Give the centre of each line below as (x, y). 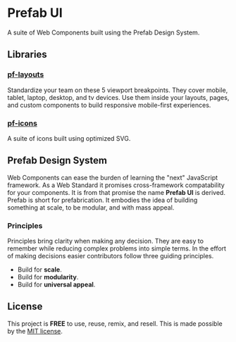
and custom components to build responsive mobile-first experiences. (109, 105)
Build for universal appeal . (56, 285)
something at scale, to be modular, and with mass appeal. (91, 207)
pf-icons (22, 123)
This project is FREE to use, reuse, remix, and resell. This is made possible (115, 323)
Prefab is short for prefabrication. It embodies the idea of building (103, 200)
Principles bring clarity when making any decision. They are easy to (106, 241)
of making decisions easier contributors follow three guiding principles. (111, 256)
